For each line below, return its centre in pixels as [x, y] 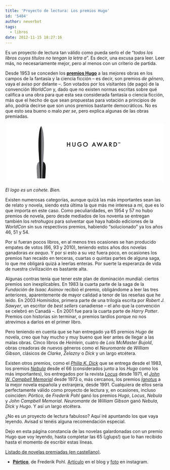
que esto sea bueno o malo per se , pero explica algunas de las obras [77, 111]
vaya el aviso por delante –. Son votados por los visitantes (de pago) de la [82, 84]
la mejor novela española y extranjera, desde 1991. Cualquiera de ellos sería [84, 385]
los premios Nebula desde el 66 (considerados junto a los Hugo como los [82, 368]
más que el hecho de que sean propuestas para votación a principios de [80, 100]
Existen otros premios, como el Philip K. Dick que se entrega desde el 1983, [84, 363]
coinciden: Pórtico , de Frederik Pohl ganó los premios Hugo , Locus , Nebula [84, 395]
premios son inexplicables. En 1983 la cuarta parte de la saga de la [75, 284]
